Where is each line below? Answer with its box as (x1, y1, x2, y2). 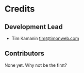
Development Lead (4, 23, 63, 31)
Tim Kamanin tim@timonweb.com (11, 35, 79, 41)
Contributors (4, 49, 45, 58)
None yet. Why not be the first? (4, 62, 67, 68)
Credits (4, 3, 35, 15)
